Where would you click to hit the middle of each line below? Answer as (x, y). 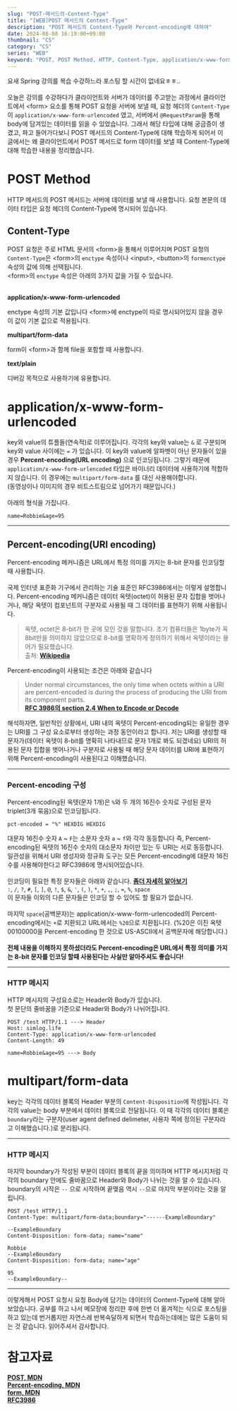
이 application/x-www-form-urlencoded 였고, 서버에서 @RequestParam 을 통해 (114, 114)
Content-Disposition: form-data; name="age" (74, 1261)
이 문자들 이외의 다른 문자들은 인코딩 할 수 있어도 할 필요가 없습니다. (100, 897)
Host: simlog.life (34, 1028)
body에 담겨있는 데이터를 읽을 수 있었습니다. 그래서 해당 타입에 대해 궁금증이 (113, 124)
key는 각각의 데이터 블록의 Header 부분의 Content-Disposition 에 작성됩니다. (114, 1101)
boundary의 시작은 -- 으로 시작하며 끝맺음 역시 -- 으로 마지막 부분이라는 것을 (113, 1189)
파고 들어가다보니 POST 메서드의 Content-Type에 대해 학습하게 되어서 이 (123, 132)
